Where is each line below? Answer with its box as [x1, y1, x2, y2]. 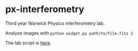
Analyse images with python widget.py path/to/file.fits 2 [5, 30, 133, 36]
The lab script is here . [5, 39, 51, 46]
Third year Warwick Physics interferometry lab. [5, 20, 105, 26]
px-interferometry [5, 4, 85, 15]
